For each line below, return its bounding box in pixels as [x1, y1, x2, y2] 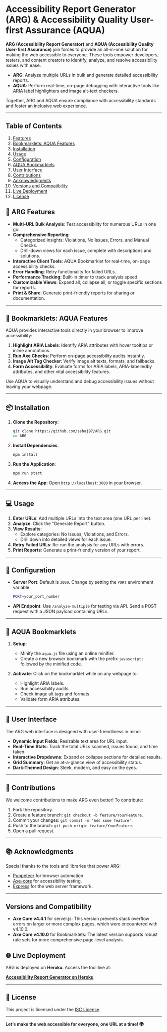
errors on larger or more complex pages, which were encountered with [12, 921, 158, 927]
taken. [12, 749, 26, 755]
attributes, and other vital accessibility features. [12, 369, 111, 375]
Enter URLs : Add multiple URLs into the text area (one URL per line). [12, 515, 152, 521]
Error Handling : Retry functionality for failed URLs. [12, 268, 116, 274]
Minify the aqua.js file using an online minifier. [20, 650, 115, 656]
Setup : [12, 641, 27, 646]
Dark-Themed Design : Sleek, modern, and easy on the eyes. [12, 765, 138, 771]
